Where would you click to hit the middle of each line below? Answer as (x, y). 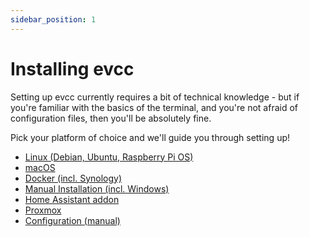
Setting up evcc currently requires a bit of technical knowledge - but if (155, 97)
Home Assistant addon (72, 199)
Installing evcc (72, 68)
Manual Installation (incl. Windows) (97, 188)
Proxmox (43, 210)
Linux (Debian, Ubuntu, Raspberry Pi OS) (109, 157)
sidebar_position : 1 (53, 19)
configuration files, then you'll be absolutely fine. (111, 118)
